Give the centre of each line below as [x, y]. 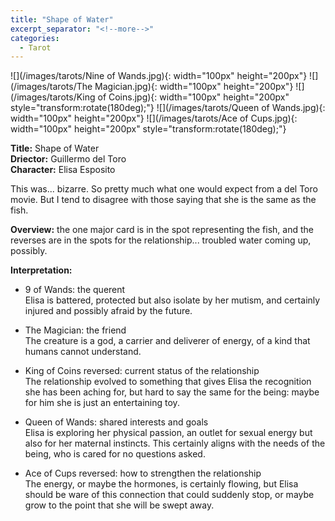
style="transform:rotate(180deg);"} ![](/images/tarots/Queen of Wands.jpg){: [168, 108]
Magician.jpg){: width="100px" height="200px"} [194, 87]
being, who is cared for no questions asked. [115, 454]
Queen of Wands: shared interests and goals [116, 422]
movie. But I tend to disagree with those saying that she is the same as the [163, 200]
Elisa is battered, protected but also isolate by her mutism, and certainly [172, 300]
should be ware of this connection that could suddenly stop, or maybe [169, 495]
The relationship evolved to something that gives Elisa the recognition [168, 382]
